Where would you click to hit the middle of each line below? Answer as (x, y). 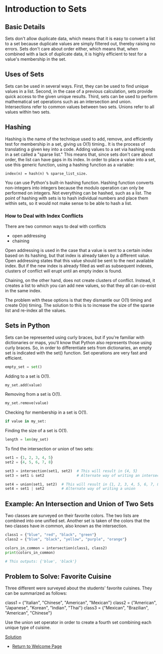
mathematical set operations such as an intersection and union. (68, 101)
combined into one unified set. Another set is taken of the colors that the (78, 521)
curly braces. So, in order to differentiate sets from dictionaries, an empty (78, 348)
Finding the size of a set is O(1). (36, 431)
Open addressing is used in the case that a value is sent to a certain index (79, 250)
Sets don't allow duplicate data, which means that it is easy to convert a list (80, 38)
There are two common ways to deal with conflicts (56, 226)
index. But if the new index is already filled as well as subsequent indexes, (79, 266)
